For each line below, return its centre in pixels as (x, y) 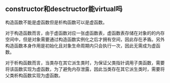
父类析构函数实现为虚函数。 (34, 75)
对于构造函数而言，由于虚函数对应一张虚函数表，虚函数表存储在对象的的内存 (85, 33)
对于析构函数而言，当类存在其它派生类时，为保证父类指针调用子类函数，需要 (85, 63)
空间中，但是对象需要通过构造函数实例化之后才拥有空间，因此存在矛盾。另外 (85, 39)
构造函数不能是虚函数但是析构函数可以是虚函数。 (56, 22)
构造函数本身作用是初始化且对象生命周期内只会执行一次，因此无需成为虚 (80, 46)
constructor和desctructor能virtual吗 (64, 9)
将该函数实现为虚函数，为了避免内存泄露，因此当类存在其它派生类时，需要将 (85, 69)
